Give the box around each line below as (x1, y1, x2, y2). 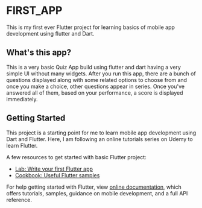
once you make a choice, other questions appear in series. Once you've (6, 83, 185, 90)
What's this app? (6, 48, 72, 58)
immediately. (6, 95, 38, 102)
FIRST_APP (6, 4, 63, 17)
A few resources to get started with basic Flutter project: (6, 153, 147, 160)
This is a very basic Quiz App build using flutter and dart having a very (6, 63, 181, 71)
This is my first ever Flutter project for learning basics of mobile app (6, 24, 175, 31)
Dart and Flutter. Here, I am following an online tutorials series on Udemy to (6, 135, 193, 142)
